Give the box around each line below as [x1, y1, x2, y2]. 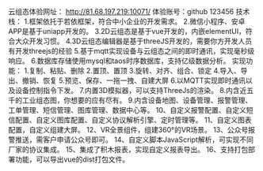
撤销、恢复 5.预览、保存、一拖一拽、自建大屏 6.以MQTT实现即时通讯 [21, 76, 246, 85]
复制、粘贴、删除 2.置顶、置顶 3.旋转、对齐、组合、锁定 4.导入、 [29, 66, 242, 75]
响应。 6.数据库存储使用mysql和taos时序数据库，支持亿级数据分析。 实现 [8, 56, 246, 65]
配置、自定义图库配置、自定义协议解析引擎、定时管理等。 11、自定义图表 [14, 115, 252, 125]
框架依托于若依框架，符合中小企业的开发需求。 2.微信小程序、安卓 [29, 17, 246, 26]
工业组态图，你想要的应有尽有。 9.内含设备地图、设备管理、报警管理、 [21, 95, 253, 105]
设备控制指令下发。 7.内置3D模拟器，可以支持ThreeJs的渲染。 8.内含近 [14, 86, 247, 95]
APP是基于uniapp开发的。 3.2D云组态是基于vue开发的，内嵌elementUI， [8, 27, 246, 35]
